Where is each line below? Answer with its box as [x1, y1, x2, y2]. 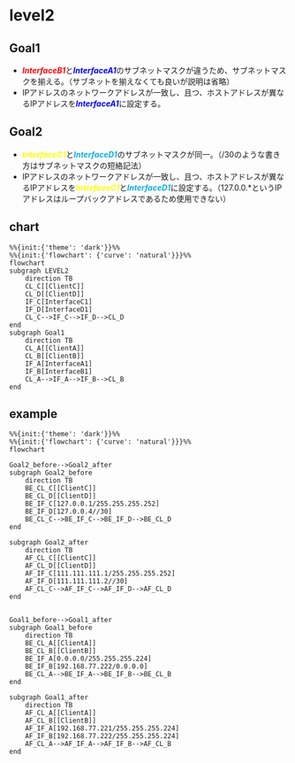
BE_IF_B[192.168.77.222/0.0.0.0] [25, 662, 148, 671]
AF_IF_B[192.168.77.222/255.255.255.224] [25, 732, 179, 741]
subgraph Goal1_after [9, 693, 89, 702]
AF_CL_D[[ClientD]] [25, 561, 97, 571]
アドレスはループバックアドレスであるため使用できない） [21, 193, 231, 204]
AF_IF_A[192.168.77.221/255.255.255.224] [25, 724, 179, 733]
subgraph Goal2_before [9, 468, 93, 478]
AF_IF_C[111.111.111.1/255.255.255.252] [25, 569, 176, 578]
